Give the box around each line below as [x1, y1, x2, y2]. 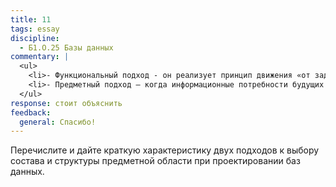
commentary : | [10, 52, 70, 62]
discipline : [10, 33, 60, 43]
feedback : [10, 107, 52, 118]
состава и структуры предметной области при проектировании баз [10, 155, 301, 167]
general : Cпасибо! [19, 117, 97, 127]
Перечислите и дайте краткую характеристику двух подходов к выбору [10, 144, 320, 156]
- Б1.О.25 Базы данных [19, 42, 114, 53]
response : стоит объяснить [10, 98, 123, 108]
